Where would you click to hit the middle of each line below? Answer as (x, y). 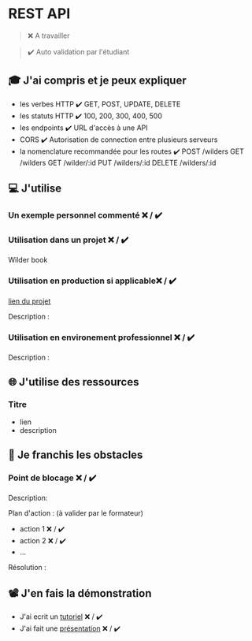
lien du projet (30, 301)
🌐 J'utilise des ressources (74, 382)
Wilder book (28, 260)
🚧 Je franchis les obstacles (76, 455)
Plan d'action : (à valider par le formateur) (76, 513)
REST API (39, 14)
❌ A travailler (48, 35)
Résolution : (28, 568)
